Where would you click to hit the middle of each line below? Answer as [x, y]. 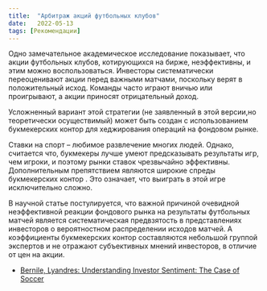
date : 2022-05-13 [41, 23]
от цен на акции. [37, 255]
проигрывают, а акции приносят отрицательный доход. [104, 97]
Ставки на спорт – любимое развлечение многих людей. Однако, [121, 145]
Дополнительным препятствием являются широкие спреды [112, 171]
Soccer [32, 279]
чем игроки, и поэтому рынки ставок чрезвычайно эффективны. [119, 162]
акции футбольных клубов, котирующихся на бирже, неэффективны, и [129, 62]
